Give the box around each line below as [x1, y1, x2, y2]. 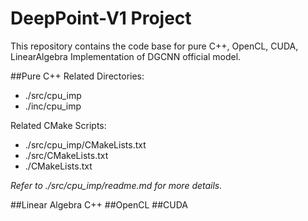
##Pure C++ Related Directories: [10, 70, 145, 82]
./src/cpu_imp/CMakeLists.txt [24, 138, 147, 151]
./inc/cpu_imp [24, 100, 82, 112]
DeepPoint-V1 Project [10, 7, 192, 30]
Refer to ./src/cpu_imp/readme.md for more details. [10, 179, 223, 191]
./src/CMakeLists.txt [24, 149, 109, 161]
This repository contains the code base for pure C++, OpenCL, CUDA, [10, 40, 299, 52]
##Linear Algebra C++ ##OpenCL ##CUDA [10, 198, 188, 211]
